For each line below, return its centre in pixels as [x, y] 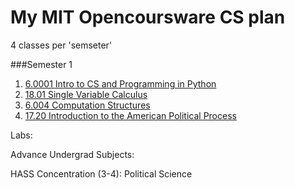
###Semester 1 [41, 64]
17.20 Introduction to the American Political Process [130, 115]
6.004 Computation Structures [87, 105]
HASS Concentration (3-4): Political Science [101, 173]
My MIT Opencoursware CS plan [148, 17]
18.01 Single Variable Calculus [86, 94]
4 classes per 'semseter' [61, 45]
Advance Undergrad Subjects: [72, 154]
